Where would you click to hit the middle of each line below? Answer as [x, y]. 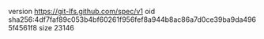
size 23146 [57, 28]
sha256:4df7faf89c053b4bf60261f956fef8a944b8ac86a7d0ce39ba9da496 [132, 19]
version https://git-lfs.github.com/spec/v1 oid [82, 11]
